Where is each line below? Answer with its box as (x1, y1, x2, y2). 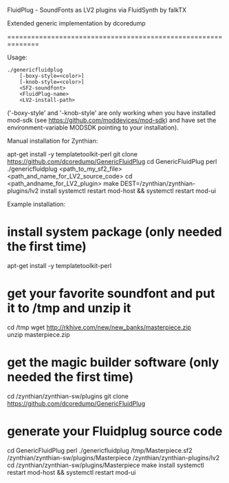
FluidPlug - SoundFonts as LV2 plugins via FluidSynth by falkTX (7, 6, 187, 14)
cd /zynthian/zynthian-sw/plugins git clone (7, 392, 129, 400)
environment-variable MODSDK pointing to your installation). (7, 123, 179, 132)
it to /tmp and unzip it (7, 300, 131, 316)
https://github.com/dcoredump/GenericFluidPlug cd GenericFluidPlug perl (7, 158, 217, 165)
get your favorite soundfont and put (7, 286, 215, 302)
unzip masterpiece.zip (7, 330, 70, 338)
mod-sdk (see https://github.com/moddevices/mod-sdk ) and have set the (7, 116, 217, 124)
